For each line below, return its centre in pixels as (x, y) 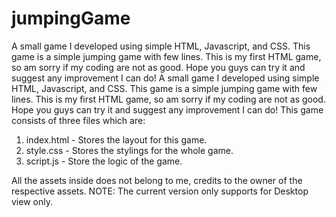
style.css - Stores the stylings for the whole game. (129, 150)
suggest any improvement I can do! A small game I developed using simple (165, 78)
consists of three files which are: (78, 120)
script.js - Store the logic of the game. (104, 161)
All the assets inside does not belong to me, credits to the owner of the (157, 180)
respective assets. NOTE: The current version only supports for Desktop (160, 191)
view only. (32, 201)
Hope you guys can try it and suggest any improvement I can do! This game (167, 109)
